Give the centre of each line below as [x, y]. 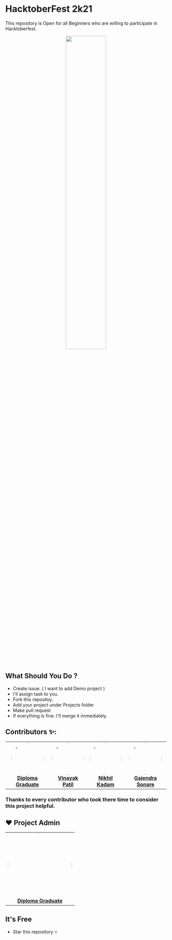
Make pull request [32, 710]
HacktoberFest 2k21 [49, 9]
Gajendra [145, 778]
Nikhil [105, 778]
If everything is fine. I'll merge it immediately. [60, 716]
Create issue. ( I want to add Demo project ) [59, 688]
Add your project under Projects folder [53, 704]
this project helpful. [30, 806]
